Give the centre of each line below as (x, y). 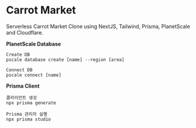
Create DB (18, 54)
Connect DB (19, 70)
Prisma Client (23, 86)
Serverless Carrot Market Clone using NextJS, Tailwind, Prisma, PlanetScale (98, 26)
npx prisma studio (28, 119)
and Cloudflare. (25, 32)
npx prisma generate (31, 103)
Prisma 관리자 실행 (27, 114)
